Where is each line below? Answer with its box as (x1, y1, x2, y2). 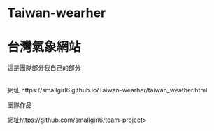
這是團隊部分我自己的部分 (7, 64, 81, 72)
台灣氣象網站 (7, 39, 82, 55)
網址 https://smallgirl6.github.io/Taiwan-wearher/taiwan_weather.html (7, 86, 208, 95)
